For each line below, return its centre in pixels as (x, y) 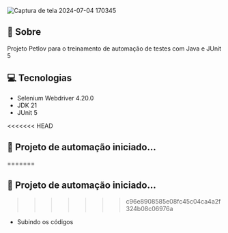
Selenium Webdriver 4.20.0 (55, 98)
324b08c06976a (149, 209)
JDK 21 (27, 105)
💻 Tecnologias (40, 78)
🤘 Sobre (24, 32)
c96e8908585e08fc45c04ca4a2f (173, 202)
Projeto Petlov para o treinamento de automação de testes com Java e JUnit (114, 49)
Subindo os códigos (45, 222)
